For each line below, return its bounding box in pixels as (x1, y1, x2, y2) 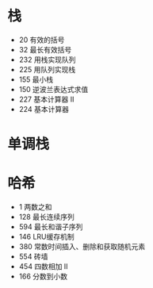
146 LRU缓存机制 (18, 232, 75, 242)
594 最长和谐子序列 (18, 222, 83, 232)
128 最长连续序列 (18, 212, 75, 222)
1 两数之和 (18, 202, 52, 212)
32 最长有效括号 (18, 44, 72, 54)
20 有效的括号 (18, 35, 65, 44)
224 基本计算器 (18, 104, 69, 113)
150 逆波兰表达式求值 (18, 84, 89, 94)
